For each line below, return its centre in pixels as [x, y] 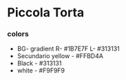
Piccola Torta [46, 13]
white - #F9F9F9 [41, 70]
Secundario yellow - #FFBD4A [60, 56]
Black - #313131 [39, 64]
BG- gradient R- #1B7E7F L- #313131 [68, 49]
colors [18, 34]
